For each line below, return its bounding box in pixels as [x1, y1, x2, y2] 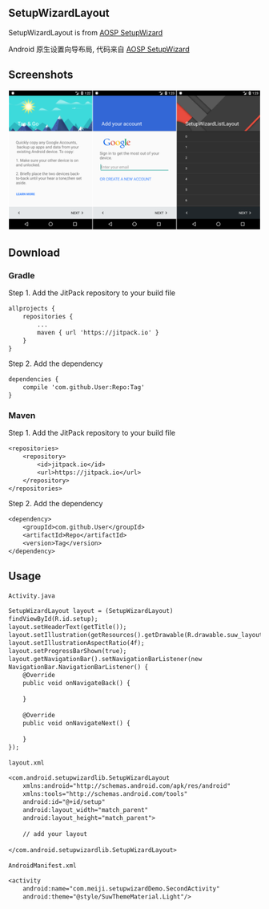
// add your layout [22, 830, 88, 838]
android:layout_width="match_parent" [22, 806, 149, 814]
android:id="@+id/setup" [22, 797, 106, 806]
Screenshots [8, 68, 74, 82]
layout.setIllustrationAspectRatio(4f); [8, 639, 146, 647]
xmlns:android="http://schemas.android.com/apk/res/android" [22, 781, 231, 789]
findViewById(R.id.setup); [8, 615, 98, 623]
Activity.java [8, 591, 56, 600]
